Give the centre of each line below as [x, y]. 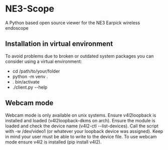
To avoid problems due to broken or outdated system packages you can [79, 56]
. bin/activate [26, 82]
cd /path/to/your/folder [36, 71]
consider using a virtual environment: [44, 61]
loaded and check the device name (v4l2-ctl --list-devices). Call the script [82, 126]
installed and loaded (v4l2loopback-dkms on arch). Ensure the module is [80, 120]
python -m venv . [30, 77]
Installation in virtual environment [59, 44]
